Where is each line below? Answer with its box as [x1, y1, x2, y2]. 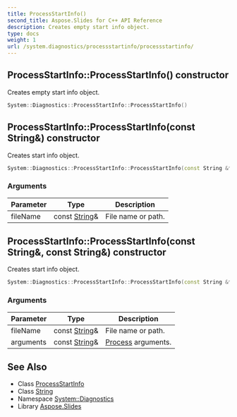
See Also [7, 361, 47, 373]
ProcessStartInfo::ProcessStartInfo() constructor [7, 69, 229, 81]
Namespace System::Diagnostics [17, 394, 114, 403]
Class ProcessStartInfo [17, 380, 85, 388]
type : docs [7, 30, 39, 37]
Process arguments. [105, 337, 172, 346]
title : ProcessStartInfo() [7, 10, 87, 18]
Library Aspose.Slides [17, 402, 82, 411]
